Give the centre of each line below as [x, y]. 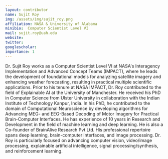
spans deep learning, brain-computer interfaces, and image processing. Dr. [83, 135]
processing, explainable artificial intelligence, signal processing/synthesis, [82, 145]
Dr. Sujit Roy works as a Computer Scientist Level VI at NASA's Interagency [83, 66]
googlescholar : [21, 47]
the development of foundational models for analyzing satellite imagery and [83, 76]
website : [14, 38]
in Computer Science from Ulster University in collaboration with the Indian [82, 97]
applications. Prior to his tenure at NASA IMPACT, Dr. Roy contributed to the [83, 87]
